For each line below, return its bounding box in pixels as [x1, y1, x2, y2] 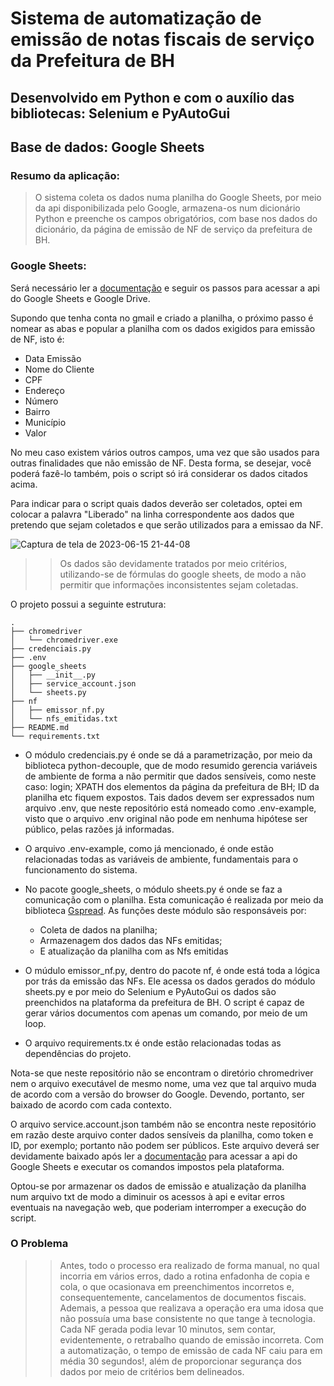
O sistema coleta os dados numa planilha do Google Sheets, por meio [34, 192, 322, 204]
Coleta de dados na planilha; [39, 923, 158, 936]
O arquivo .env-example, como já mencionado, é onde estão [24, 842, 274, 854]
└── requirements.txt [10, 731, 101, 741]
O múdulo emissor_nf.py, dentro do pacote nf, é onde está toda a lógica [24, 964, 321, 976]
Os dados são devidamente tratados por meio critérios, [59, 557, 288, 569]
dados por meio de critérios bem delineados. [59, 1365, 245, 1377]
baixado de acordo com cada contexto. [10, 1098, 172, 1111]
